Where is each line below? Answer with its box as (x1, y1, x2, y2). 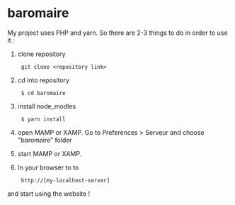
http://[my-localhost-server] (21, 177, 110, 184)
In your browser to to (17, 163, 79, 172)
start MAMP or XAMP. (17, 149, 82, 157)
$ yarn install (21, 116, 66, 123)
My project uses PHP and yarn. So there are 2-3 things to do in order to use (7, 28, 228, 37)
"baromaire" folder (17, 135, 72, 144)
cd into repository (17, 76, 69, 84)
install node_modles (17, 101, 76, 111)
